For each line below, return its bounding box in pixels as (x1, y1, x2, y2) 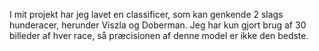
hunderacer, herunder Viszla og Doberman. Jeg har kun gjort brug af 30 (9, 19, 307, 31)
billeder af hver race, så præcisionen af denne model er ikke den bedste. (9, 30, 309, 41)
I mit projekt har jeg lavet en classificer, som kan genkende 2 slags (9, 9, 284, 20)
